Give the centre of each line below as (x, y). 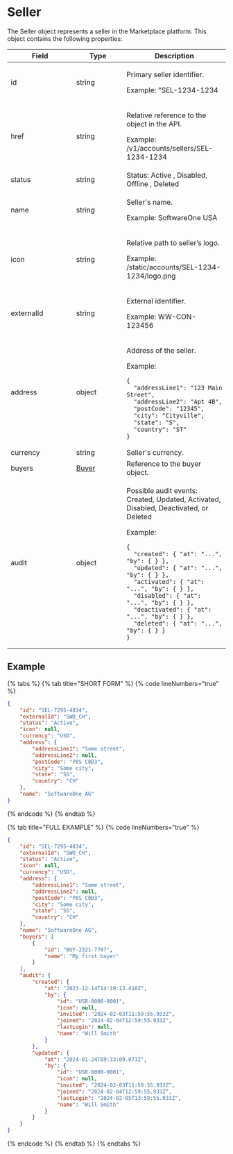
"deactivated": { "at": (173, 609)
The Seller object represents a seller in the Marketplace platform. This (107, 31)
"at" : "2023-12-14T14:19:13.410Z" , (96, 988)
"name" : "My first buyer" (81, 956)
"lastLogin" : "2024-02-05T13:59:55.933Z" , (119, 1098)
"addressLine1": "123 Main (178, 387)
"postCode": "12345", (169, 408)
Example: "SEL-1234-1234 (172, 90)
